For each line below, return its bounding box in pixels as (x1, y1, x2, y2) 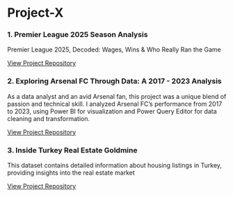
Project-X (7, 5, 64, 21)
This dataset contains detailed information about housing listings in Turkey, (7, 161, 223, 170)
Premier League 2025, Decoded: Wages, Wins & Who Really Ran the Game (7, 45, 221, 54)
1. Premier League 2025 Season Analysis (7, 30, 148, 40)
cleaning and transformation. (7, 114, 90, 123)
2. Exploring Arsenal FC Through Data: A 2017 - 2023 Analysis (7, 77, 223, 86)
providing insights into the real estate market (7, 168, 136, 177)
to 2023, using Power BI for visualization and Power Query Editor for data (7, 107, 217, 116)
